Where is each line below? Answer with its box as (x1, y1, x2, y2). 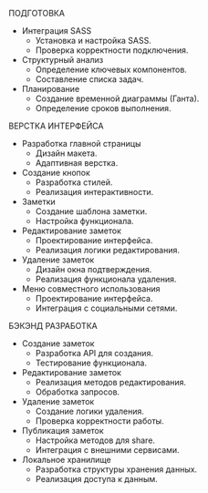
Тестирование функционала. (35, 357, 148, 368)
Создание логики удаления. (35, 406, 145, 416)
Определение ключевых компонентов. (35, 64, 188, 75)
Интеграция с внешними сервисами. (35, 445, 180, 455)
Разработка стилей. (35, 177, 113, 188)
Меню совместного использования (21, 283, 161, 294)
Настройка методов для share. (35, 435, 156, 446)
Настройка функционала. (35, 216, 134, 226)
